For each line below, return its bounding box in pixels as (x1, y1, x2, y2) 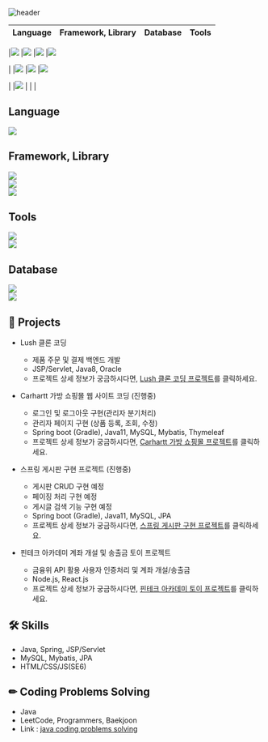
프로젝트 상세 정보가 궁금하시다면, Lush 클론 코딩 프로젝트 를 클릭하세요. (31, 373, 258, 384)
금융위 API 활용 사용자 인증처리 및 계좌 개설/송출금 (31, 565, 191, 575)
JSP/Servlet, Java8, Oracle (31, 365, 123, 374)
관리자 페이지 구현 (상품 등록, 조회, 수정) (31, 418, 158, 429)
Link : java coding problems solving (19, 723, 138, 733)
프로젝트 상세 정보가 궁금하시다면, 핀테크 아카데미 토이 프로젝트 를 (31, 584, 237, 594)
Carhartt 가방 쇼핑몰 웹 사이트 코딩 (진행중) (19, 391, 157, 401)
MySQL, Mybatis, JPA (19, 653, 93, 663)
